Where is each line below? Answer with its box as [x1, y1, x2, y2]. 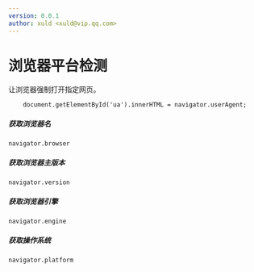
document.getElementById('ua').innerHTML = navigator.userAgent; [23, 101, 248, 109]
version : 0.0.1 [8, 11, 60, 20]
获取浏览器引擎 [8, 196, 58, 206]
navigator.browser [8, 140, 70, 148]
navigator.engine [8, 217, 67, 226]
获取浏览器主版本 [8, 158, 65, 167]
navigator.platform [8, 256, 74, 265]
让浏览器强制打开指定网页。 [8, 85, 101, 94]
